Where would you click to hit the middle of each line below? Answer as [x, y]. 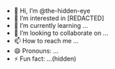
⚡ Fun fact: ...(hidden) [45, 59]
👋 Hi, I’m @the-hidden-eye [52, 11]
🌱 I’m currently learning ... [51, 25]
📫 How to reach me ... [46, 41]
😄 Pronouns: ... [36, 51]
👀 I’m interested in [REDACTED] [59, 18]
